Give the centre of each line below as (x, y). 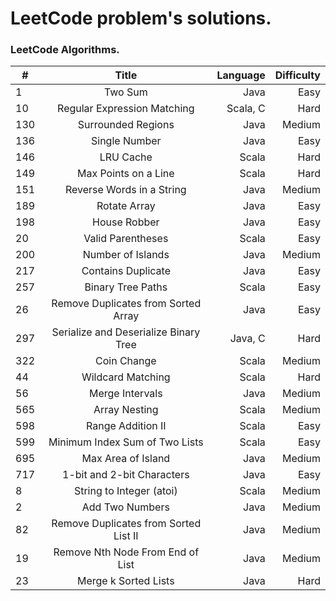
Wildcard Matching (126, 377)
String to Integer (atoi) (125, 491)
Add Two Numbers (125, 507)
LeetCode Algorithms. (65, 50)
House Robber (125, 222)
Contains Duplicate (126, 271)
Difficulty (297, 75)
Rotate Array (126, 206)
